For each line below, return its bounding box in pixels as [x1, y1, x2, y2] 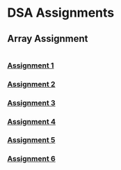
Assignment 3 [7, 98, 56, 107]
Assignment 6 [7, 154, 56, 164]
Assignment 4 [7, 116, 56, 126]
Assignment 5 [7, 135, 56, 145]
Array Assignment [7, 33, 88, 45]
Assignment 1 [7, 61, 54, 70]
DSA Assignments [7, 5, 115, 21]
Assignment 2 [7, 79, 56, 88]
